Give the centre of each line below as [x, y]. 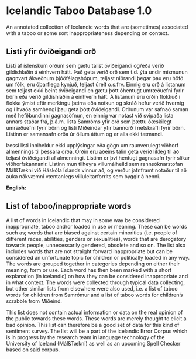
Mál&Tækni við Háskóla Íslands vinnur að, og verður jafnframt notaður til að [97, 170]
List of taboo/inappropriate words [69, 206]
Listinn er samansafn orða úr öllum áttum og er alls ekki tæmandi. [85, 134]
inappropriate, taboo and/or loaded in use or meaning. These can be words [97, 226]
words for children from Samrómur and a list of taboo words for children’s [94, 295]
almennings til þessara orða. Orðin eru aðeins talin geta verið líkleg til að [93, 151]
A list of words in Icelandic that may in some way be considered [83, 220]
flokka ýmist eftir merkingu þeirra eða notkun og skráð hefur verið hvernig [95, 103]
